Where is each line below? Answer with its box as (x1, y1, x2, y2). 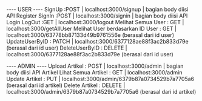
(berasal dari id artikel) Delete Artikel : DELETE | (6, 82, 126, 89)
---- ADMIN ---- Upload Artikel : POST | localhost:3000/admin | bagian (6, 62, 184, 70)
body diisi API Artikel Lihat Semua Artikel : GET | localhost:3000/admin (6, 69, 183, 76)
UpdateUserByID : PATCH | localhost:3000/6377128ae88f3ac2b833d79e (6, 38, 189, 45)
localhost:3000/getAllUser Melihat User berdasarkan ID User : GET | (6, 25, 177, 32)
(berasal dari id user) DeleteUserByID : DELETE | (6, 44, 127, 51)
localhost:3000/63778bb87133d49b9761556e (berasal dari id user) (6, 31, 175, 39)
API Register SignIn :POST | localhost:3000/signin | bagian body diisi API (6, 12, 188, 19)
